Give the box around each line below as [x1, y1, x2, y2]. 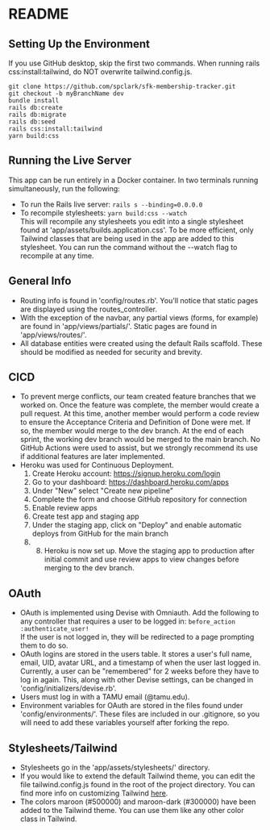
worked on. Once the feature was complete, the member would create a [19, 400, 260, 410]
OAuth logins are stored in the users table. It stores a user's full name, [19, 649, 252, 659]
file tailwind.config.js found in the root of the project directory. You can [19, 780, 255, 790]
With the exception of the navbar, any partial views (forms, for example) [19, 312, 259, 323]
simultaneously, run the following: [8, 183, 121, 194]
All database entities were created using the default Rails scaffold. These [19, 338, 263, 348]
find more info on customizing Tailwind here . [19, 788, 168, 799]
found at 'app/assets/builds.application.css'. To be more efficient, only [19, 225, 254, 235]
